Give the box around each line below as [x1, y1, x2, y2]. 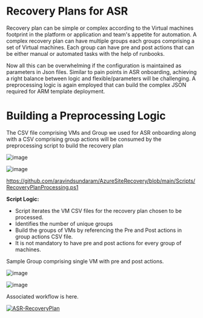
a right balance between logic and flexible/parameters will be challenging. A [6, 75, 196, 82]
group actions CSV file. [15, 232, 73, 240]
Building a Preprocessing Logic [6, 109, 166, 123]
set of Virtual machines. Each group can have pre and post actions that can [6, 44, 195, 51]
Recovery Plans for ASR [6, 4, 128, 18]
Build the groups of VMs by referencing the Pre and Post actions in [15, 226, 182, 234]
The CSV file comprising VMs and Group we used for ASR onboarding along [6, 129, 196, 136]
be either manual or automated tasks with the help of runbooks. [6, 50, 165, 57]
